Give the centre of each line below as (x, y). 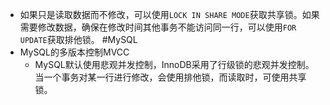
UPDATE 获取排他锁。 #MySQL (78, 39)
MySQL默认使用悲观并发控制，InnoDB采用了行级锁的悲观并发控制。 (174, 64)
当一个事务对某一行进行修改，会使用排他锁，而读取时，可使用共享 (170, 77)
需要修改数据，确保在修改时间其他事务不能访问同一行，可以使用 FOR (158, 27)
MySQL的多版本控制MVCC (74, 52)
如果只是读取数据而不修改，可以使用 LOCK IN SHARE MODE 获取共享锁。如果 (169, 14)
